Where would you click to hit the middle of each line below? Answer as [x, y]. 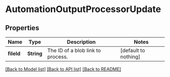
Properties [22, 28]
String [35, 54]
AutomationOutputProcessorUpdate [83, 9]
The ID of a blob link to [74, 50]
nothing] [130, 57]
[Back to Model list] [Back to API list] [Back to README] [63, 69]
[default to [133, 50]
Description [81, 42]
